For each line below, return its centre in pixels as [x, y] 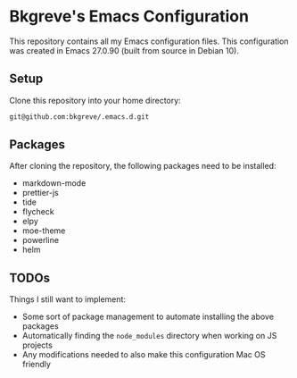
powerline [41, 240]
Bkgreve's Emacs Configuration [129, 17]
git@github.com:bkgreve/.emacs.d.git [79, 117]
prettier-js [41, 193]
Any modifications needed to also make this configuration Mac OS [144, 355]
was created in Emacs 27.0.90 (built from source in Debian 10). [124, 50]
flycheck [38, 212]
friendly [37, 365]
